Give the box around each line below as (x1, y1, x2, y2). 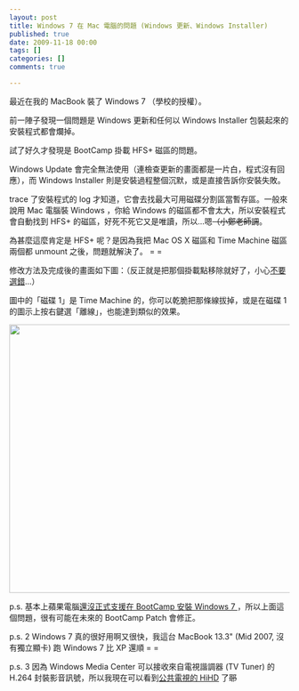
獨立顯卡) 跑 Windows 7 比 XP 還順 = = (16, 642, 159, 653)
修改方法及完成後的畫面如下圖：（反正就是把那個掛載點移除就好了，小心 (9, 264, 271, 276)
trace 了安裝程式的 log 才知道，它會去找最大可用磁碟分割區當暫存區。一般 (9, 193, 280, 205)
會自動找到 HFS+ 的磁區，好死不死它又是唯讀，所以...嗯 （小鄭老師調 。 (9, 215, 267, 227)
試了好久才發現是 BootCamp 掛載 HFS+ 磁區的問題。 (9, 144, 203, 156)
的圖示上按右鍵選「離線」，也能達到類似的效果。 (9, 306, 185, 317)
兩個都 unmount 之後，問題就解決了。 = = (9, 245, 163, 256)
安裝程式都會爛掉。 (9, 125, 80, 136)
